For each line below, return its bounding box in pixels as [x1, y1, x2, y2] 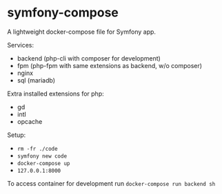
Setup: [7, 131, 26, 139]
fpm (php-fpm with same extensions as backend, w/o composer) [17, 61, 202, 69]
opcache [17, 117, 43, 125]
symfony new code [17, 153, 68, 160]
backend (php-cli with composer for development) [17, 54, 161, 63]
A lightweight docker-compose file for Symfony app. [7, 28, 157, 36]
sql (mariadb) [17, 76, 56, 84]
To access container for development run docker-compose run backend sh [7, 179, 216, 187]
